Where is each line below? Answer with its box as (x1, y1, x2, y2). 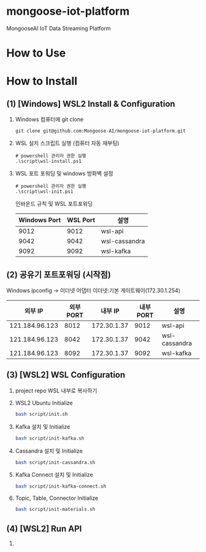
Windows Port (18, 216, 61, 225)
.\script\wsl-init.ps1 (15, 189, 74, 195)
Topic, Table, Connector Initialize (15, 494, 99, 502)
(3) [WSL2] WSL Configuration (6, 370, 126, 380)
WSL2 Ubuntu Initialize (15, 399, 74, 406)
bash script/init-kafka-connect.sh (15, 483, 107, 489)
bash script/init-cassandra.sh (15, 459, 96, 465)
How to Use (6, 46, 66, 60)
